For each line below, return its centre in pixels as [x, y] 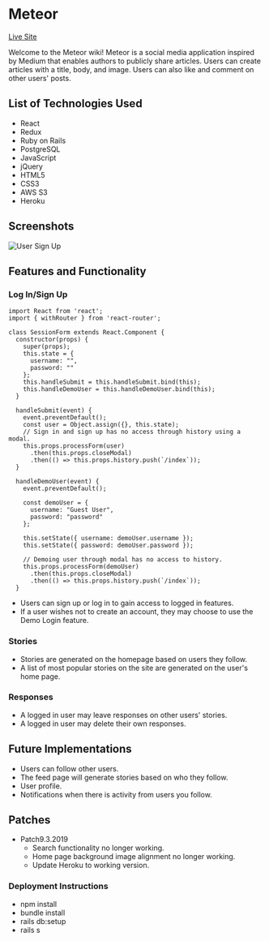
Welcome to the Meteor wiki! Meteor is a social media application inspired [132, 52]
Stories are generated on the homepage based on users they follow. [134, 659]
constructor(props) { [52, 340]
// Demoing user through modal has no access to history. [123, 560]
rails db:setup [43, 921]
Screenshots [41, 227]
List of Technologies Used [76, 103]
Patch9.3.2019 [44, 840]
